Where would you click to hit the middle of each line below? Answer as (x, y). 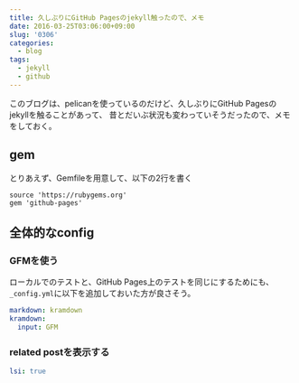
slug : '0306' (34, 34)
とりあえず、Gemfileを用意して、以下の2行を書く (101, 178)
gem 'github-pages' (46, 203)
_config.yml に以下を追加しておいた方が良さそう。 (103, 294)
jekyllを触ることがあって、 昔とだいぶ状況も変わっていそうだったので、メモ (150, 115)
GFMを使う (34, 260)
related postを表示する (60, 351)
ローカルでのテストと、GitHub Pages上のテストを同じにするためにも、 (141, 282)
